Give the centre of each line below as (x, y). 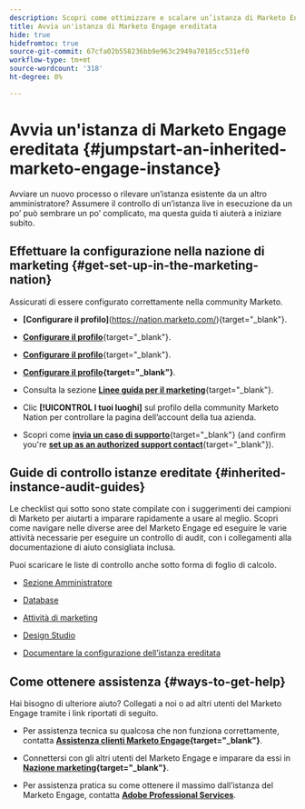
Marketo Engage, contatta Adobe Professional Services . (129, 795)
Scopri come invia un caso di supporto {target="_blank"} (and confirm (154, 434)
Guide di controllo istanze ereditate (111, 472)
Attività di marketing (60, 618)
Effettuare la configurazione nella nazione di (137, 251)
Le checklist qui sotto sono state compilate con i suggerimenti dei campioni (151, 509)
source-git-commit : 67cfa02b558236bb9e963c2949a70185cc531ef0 (129, 52)
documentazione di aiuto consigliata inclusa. (93, 547)
